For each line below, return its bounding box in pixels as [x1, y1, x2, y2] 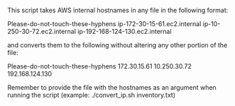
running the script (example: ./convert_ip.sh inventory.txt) [7, 91, 176, 99]
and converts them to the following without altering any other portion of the [7, 41, 228, 49]
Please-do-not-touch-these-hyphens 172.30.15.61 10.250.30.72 [7, 62, 192, 70]
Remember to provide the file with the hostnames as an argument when [7, 83, 217, 91]
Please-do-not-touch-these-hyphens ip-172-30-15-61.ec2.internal [7, 20, 202, 28]
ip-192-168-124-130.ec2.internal [77, 28, 172, 35]
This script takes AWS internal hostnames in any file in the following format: [7, 6, 229, 14]
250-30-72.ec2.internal [7, 28, 77, 35]
